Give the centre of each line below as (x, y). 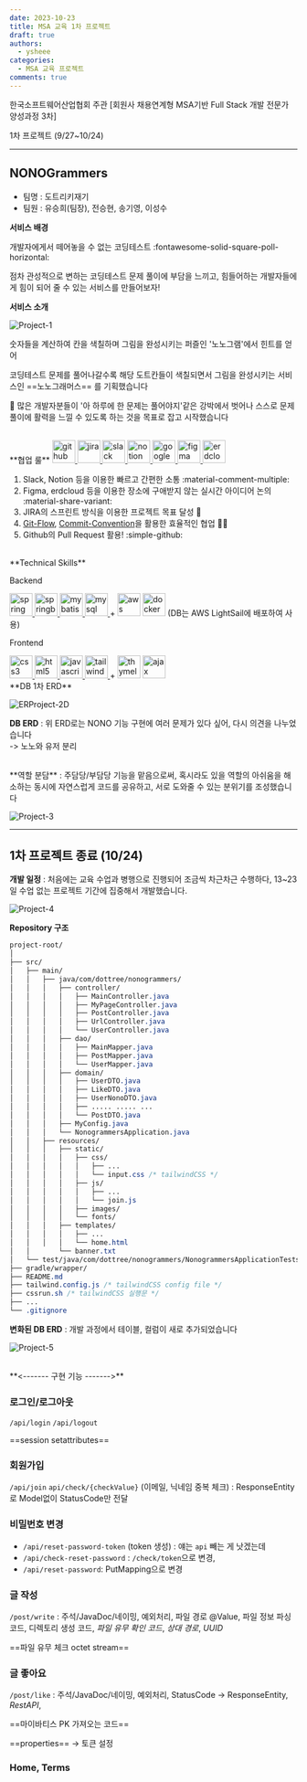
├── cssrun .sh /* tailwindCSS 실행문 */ (85, 1294)
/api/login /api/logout (54, 1423)
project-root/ (37, 945)
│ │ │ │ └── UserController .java (90, 1030)
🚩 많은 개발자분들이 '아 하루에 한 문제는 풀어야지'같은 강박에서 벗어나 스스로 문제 (152, 405)
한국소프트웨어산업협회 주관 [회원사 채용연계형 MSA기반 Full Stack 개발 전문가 (149, 104)
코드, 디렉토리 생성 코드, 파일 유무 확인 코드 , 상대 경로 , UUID (116, 1628)
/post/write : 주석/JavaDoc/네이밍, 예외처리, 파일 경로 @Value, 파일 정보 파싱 (151, 1617)
